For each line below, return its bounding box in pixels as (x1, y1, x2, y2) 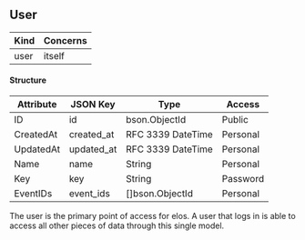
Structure (9, 75, 47, 85)
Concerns (44, 34, 88, 46)
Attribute (16, 98, 57, 111)
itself (44, 49, 66, 62)
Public (221, 114, 249, 126)
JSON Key (70, 98, 116, 111)
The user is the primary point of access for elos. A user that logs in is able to (9, 211, 296, 222)
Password (221, 173, 265, 185)
